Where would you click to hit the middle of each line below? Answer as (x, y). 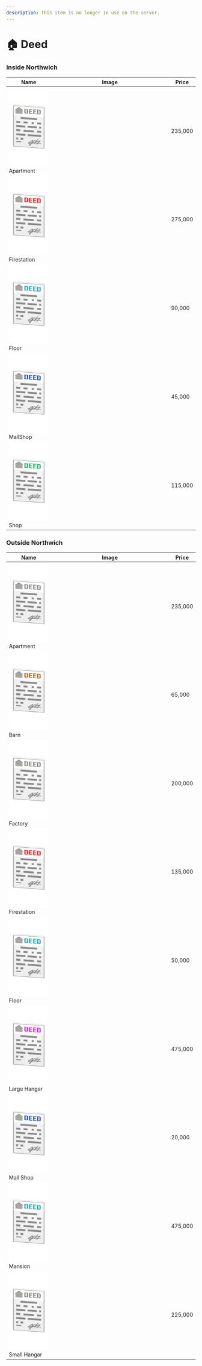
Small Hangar (25, 1355)
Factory (18, 823)
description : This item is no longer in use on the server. (83, 13)
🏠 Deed (27, 44)
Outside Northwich (35, 542)
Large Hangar (26, 1089)
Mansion (20, 1266)
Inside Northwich (32, 67)
